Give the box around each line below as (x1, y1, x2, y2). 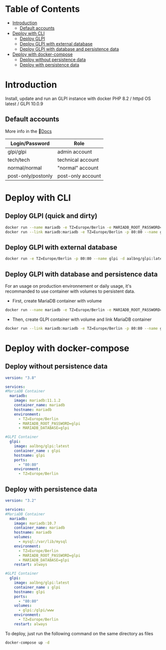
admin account (57, 148, 92, 155)
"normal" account (57, 164, 99, 171)
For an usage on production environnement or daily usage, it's (5, 283, 132, 289)
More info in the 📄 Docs (5, 128, 52, 134)
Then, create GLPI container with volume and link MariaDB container (12, 316, 152, 322)
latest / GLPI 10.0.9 (5, 100, 43, 107)
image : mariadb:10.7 (14, 520, 56, 526)
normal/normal (7, 164, 42, 171)
